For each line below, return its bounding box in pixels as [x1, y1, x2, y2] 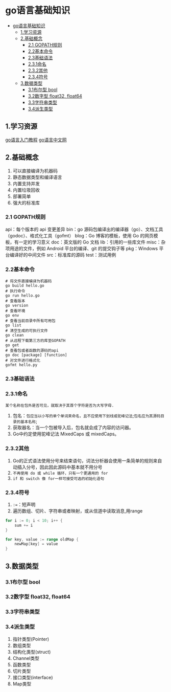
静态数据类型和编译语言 [12, 174, 62, 180]
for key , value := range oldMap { [5, 537, 79, 542]
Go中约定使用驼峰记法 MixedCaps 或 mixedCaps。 [12, 431, 119, 437]
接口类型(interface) [12, 674, 53, 680]
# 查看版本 [5, 299, 26, 304]
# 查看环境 [5, 308, 26, 314]
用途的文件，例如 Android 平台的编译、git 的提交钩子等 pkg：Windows [9, 245, 158, 251]
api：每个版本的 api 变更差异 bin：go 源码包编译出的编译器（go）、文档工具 [5, 226, 163, 232]
